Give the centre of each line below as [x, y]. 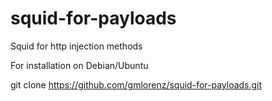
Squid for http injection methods [76, 46]
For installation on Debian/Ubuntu [79, 65]
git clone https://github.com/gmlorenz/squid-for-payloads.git [136, 84]
